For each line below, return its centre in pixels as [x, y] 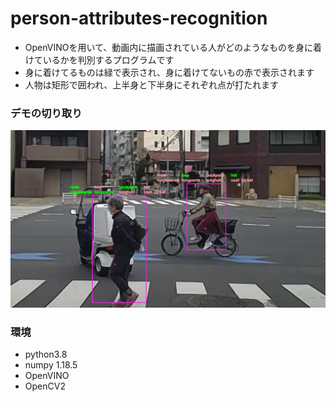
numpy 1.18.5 [51, 365]
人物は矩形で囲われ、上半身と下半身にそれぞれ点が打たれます [151, 84]
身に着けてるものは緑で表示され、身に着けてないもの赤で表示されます [169, 72]
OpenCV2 [45, 386]
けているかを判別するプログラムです [99, 59]
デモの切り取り [46, 113]
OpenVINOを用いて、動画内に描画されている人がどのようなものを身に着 [173, 47]
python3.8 [46, 354]
